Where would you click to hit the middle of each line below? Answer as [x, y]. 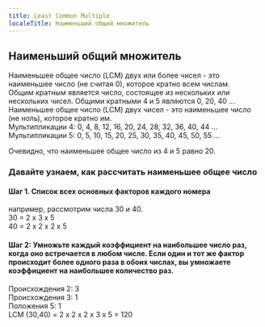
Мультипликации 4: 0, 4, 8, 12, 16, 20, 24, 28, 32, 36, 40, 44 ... [113, 127]
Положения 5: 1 [35, 306]
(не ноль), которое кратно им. [60, 119]
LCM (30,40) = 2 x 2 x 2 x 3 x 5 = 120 [71, 314]
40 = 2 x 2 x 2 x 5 [38, 226]
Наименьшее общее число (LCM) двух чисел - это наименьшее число [130, 110]
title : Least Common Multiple [59, 16]
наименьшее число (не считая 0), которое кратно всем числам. [119, 84]
